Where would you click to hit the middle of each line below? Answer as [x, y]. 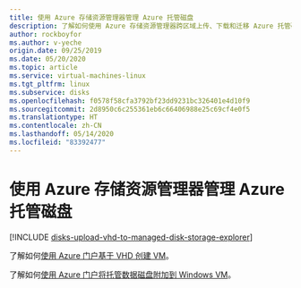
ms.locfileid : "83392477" [57, 142]
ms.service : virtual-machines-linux [77, 76]
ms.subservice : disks [50, 92]
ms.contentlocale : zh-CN [56, 126]
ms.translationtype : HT [54, 117]
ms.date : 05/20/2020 [48, 59]
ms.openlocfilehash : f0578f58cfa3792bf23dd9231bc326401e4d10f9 [130, 101]
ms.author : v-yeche [46, 42]
